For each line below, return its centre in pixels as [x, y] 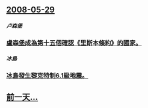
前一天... [22, 97]
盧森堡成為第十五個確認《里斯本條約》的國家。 [74, 43]
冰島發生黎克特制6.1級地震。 [47, 76]
